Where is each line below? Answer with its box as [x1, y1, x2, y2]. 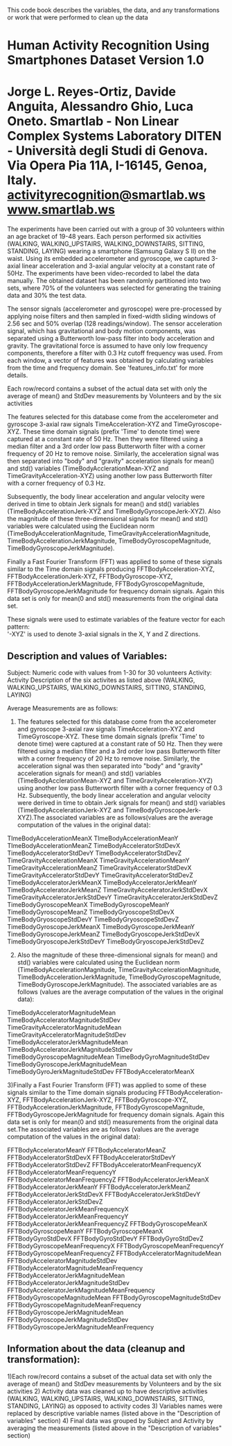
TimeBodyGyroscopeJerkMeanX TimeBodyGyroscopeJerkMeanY [7, 922, 195, 930]
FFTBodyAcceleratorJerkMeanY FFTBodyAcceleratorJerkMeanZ [7, 1182, 191, 1191]
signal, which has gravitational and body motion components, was [7, 327, 196, 335]
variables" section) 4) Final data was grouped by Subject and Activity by [7, 1416, 214, 1424]
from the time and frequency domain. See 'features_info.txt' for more [7, 364, 204, 372]
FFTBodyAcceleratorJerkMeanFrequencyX [7, 1205, 130, 1213]
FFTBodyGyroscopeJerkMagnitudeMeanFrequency [7, 1322, 154, 1331]
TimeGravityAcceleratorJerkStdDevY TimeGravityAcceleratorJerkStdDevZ [7, 893, 218, 901]
